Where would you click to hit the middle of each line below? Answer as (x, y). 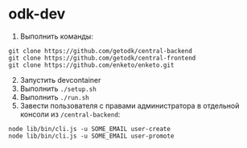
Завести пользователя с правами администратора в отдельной (130, 105)
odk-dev (37, 14)
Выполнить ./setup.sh (58, 88)
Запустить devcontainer (60, 80)
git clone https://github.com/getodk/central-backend (101, 51)
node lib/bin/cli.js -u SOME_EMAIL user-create (90, 129)
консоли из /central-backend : (70, 114)
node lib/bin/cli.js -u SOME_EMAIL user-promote (91, 136)
